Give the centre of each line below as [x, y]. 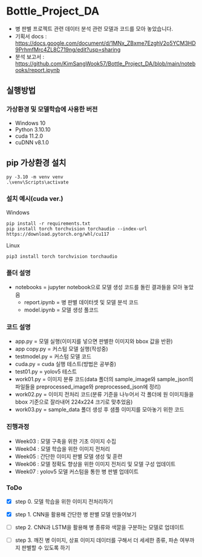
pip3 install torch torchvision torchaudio [62, 256]
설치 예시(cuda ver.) [35, 199]
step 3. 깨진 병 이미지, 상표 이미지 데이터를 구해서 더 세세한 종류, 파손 [96, 540]
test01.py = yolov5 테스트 [46, 372]
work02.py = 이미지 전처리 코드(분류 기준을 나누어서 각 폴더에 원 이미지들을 [104, 395]
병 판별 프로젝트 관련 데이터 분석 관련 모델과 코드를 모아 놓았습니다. [94, 28]
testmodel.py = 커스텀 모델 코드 [53, 356]
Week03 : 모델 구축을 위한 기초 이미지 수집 [66, 441]
